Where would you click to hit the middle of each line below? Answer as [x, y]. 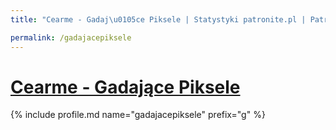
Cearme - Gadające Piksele [125, 87]
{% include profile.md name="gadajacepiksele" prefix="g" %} [138, 115]
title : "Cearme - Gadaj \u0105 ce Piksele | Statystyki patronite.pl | [158, 19]
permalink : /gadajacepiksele [71, 37]
